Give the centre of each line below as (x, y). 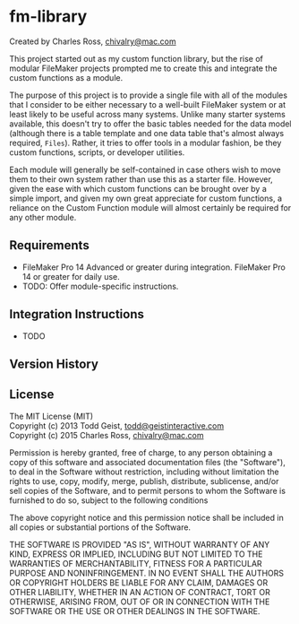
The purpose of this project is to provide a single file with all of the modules (149, 95)
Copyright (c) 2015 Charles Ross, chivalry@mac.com (107, 435)
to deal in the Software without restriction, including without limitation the (144, 472)
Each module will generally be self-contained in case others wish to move (145, 169)
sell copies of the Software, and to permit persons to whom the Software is (148, 490)
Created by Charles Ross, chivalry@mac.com (93, 41)
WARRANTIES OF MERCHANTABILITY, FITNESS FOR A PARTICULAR (136, 563)
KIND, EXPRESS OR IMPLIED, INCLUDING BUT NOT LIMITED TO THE (136, 554)
